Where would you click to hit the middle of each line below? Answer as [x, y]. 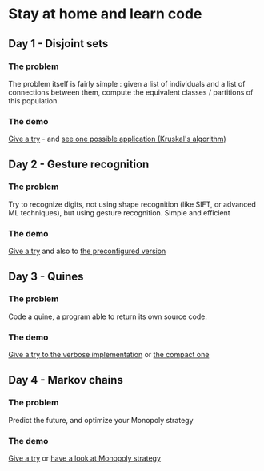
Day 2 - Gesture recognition [79, 164]
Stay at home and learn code [105, 14]
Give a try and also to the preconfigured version [87, 251]
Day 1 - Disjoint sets [58, 44]
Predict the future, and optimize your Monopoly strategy [101, 420]
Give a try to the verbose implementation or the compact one [109, 355]
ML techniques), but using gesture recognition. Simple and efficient [119, 212]
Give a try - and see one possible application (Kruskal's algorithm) [117, 139]
